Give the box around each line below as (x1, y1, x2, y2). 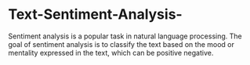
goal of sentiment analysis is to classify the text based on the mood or (8, 39, 235, 49)
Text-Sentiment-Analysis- (8, 5, 183, 23)
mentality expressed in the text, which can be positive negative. (8, 48, 214, 57)
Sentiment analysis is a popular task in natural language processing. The (8, 31, 242, 41)
